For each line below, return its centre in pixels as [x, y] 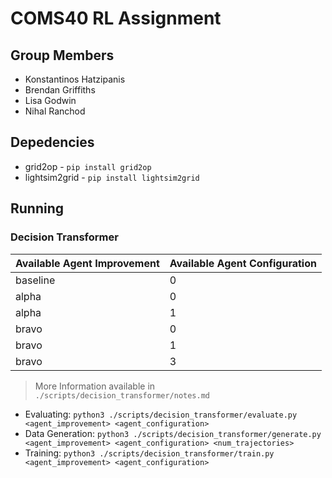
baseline [35, 280]
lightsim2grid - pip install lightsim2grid [112, 177]
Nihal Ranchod [55, 111]
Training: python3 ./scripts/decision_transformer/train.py [149, 453]
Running [37, 208]
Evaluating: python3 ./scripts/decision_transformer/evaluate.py [161, 414]
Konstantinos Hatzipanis [75, 79]
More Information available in [95, 386]
